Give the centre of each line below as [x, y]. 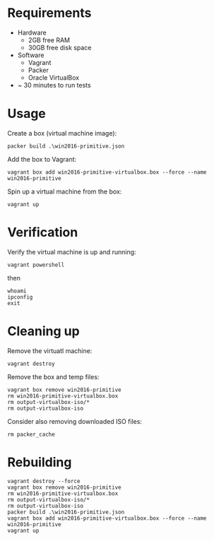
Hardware [32, 32]
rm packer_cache [31, 434]
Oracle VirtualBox [54, 77]
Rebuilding [40, 462]
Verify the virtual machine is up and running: [72, 251]
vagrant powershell [36, 265]
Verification [43, 233]
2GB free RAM [49, 40]
